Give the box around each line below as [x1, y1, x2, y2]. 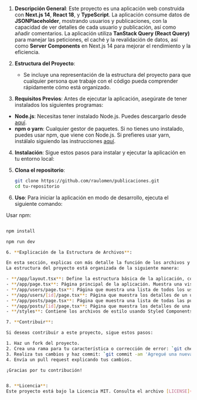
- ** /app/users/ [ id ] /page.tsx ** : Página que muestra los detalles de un [6, 292, 188, 298]
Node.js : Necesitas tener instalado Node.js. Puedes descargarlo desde [14, 113, 186, 120]
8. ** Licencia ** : [6, 383, 49, 389]
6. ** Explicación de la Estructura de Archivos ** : [6, 249, 133, 255]
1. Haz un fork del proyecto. [6, 340, 80, 346]
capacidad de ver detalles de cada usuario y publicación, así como [14, 23, 176, 30]
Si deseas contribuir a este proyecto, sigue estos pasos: [6, 330, 154, 336]
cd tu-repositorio [14, 183, 60, 189]
